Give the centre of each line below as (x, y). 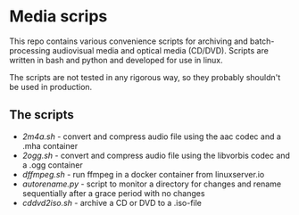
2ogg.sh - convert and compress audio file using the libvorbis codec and (156, 155)
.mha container (50, 145)
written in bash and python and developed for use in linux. (116, 60)
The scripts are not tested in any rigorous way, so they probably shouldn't (145, 77)
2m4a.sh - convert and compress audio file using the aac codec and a (151, 136)
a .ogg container (52, 165)
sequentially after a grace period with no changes (113, 193)
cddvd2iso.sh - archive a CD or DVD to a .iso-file (112, 203)
